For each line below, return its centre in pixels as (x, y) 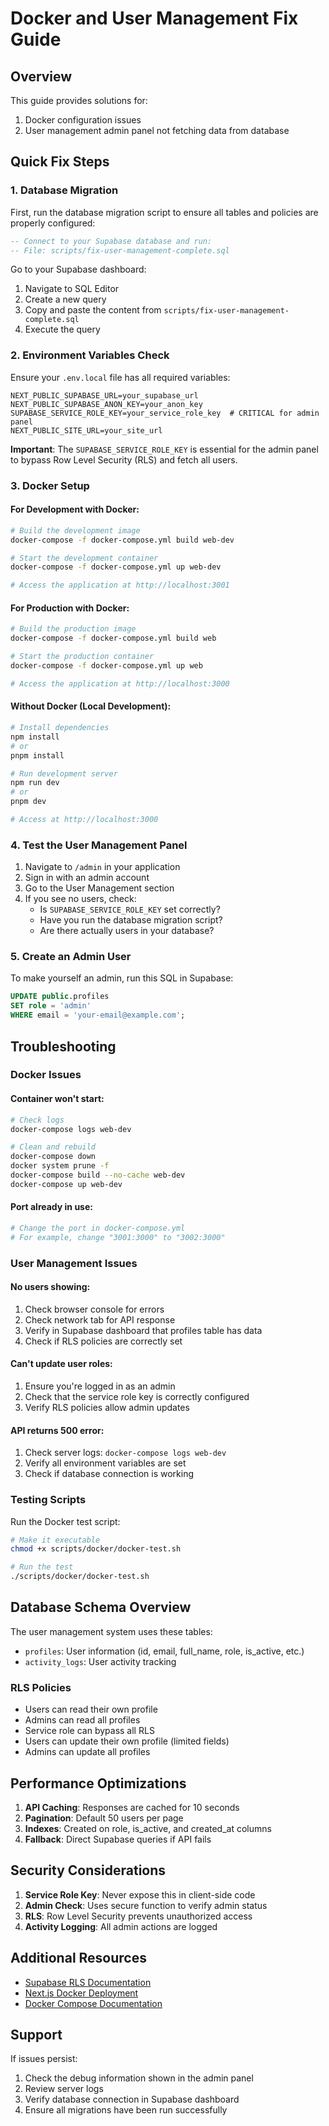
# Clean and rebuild (53, 1147)
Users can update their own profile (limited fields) (127, 1741)
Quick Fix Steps (60, 162)
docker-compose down (53, 1157)
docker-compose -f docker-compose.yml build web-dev (122, 540)
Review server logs (64, 2089)
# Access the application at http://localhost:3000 (120, 683)
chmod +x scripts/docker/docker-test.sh (96, 1549)
